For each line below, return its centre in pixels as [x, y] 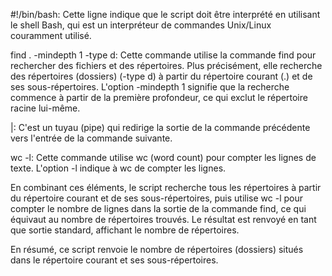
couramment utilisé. [51, 35]
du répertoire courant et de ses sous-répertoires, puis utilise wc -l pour [157, 198]
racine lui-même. [45, 108]
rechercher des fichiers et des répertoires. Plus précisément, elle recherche [166, 65]
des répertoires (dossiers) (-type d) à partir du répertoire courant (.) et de [161, 76]
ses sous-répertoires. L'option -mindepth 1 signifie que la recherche [150, 87]
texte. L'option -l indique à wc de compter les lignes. [118, 168]
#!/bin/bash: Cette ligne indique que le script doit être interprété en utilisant [165, 14]
